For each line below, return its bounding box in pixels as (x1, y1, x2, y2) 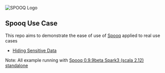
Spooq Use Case (5, 19, 58, 27)
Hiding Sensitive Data (12, 47, 57, 53)
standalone (5, 62, 28, 68)
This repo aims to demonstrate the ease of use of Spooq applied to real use (5, 32, 161, 38)
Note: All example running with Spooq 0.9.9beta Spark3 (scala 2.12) (5, 57, 144, 63)
